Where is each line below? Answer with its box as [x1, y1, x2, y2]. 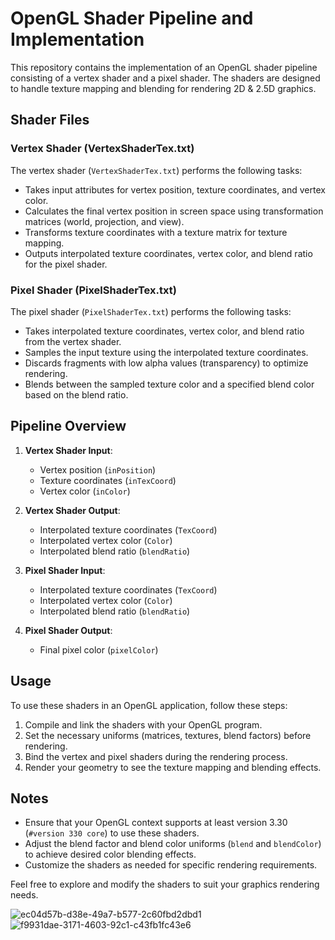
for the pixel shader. [24, 258, 108, 270]
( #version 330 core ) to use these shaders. [24, 827, 200, 839]
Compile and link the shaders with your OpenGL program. [24, 718, 263, 731]
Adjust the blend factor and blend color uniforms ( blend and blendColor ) [24, 838, 322, 850]
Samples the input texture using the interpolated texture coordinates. [24, 346, 309, 358]
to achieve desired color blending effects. [24, 848, 197, 861]
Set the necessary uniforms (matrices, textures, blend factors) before [24, 729, 312, 741]
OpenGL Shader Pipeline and [10, 7, 254, 30]
